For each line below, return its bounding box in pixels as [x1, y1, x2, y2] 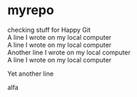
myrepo [7, 2, 55, 18]
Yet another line [7, 69, 54, 78]
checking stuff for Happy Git [7, 25, 91, 34]
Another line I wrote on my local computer [7, 48, 131, 57]
